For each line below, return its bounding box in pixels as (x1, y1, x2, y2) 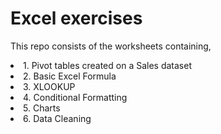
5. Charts (23, 102, 61, 114)
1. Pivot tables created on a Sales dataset (23, 59, 192, 71)
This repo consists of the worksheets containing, (10, 40, 212, 52)
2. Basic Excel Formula (23, 70, 117, 82)
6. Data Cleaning (23, 112, 92, 124)
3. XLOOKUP (23, 80, 76, 92)
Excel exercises (10, 7, 143, 30)
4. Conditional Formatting (23, 91, 128, 103)
